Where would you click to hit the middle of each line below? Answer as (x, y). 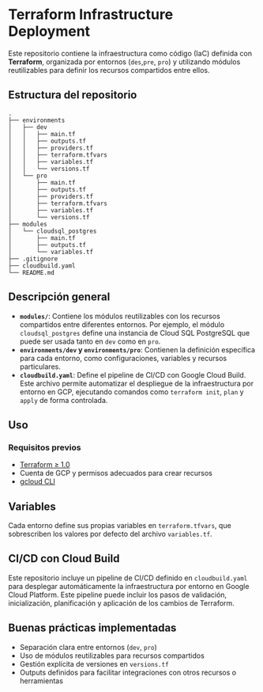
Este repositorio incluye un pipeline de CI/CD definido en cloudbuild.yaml (128, 578)
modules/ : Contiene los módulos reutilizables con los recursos (120, 316)
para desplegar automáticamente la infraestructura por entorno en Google (129, 586)
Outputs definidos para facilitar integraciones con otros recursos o (128, 672)
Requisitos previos (45, 447)
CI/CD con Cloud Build (64, 559)
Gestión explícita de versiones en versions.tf (94, 663)
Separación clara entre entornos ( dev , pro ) (88, 647)
